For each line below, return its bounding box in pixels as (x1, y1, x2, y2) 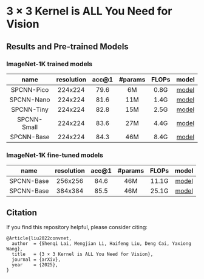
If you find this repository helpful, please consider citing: (6, 223, 148, 230)
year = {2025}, (12, 261, 59, 268)
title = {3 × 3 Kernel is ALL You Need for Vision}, (12, 251, 154, 257)
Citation (6, 207, 38, 218)
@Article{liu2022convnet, (6, 235, 72, 241)
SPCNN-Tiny (11, 105, 49, 114)
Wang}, (6, 246, 23, 252)
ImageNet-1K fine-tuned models (6, 151, 103, 159)
